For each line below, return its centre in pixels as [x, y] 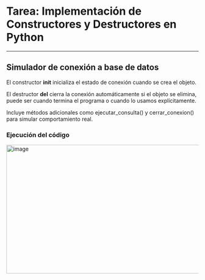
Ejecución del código [38, 135]
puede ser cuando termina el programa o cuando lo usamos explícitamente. [101, 100]
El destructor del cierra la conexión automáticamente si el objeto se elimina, [102, 94]
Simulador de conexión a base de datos [83, 68]
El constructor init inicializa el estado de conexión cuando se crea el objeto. [102, 82]
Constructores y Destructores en [92, 24]
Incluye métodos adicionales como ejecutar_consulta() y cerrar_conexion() [100, 112]
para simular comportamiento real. [50, 119]
